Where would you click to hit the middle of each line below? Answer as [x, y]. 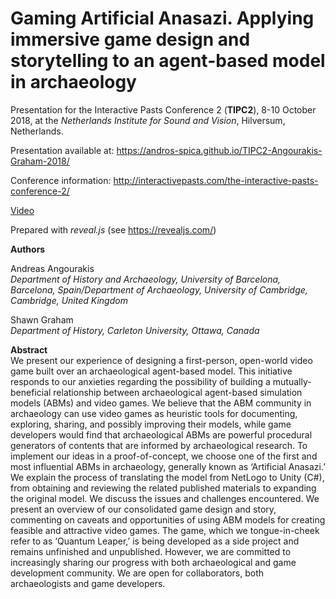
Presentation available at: [62, 150]
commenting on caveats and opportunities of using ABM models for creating [168, 519]
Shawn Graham [42, 319]
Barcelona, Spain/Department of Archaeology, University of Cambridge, [159, 289]
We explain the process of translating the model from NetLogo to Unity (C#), [167, 477]
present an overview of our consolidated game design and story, [143, 509]
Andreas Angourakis [52, 268]
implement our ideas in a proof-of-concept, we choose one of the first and [164, 456]
